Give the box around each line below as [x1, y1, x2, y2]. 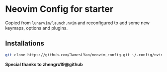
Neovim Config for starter [5, 3, 113, 15]
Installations [5, 39, 45, 48]
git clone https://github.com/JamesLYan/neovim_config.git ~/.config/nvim [5, 52, 164, 57]
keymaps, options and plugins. [5, 25, 68, 31]
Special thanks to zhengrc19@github [5, 61, 83, 67]
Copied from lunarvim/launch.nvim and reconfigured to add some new [5, 20, 150, 26]
